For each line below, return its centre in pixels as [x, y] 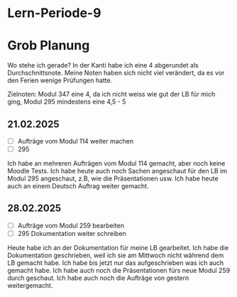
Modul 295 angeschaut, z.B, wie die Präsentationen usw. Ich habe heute [113, 178]
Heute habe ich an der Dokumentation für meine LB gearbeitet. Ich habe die [118, 248]
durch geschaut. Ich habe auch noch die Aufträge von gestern [98, 278]
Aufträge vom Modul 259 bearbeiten [71, 225]
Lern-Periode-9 [54, 13]
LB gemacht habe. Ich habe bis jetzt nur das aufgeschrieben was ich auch [116, 263]
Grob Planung [49, 46]
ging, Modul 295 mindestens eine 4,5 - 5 [67, 102]
